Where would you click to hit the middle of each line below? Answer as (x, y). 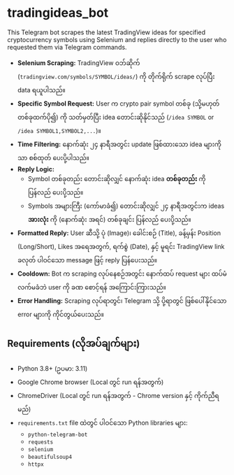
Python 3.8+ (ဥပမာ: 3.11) (52, 368)
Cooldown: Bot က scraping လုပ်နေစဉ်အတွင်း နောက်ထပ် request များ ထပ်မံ (122, 274)
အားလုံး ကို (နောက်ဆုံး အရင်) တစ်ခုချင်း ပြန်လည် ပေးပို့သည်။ (109, 219)
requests (41, 442)
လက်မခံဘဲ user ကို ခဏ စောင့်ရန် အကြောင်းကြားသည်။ (92, 287)
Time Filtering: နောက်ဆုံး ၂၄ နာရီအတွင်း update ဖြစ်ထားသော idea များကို (119, 144)
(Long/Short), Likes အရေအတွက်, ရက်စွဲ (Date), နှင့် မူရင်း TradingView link (121, 246)
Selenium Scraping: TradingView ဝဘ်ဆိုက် (79, 63)
